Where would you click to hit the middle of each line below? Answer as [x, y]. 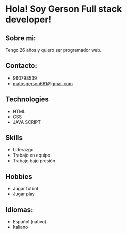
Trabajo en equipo [31, 155]
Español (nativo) [29, 222]
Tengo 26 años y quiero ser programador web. [53, 50]
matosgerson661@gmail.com [42, 83]
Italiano [20, 227]
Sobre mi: [21, 38]
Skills [14, 138]
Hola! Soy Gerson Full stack [64, 9]
